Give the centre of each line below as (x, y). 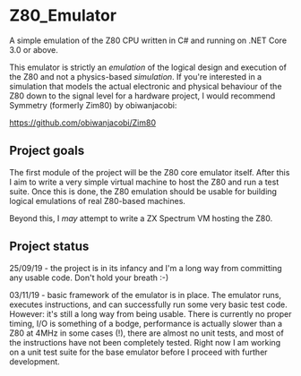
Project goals (47, 151)
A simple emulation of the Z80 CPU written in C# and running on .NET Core (148, 40)
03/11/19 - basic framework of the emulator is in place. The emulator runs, (146, 295)
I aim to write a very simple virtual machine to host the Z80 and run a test (144, 182)
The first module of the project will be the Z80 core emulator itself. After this (150, 172)
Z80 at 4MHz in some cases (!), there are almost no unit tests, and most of (146, 333)
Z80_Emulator (63, 16)
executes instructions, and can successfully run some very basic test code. (149, 304)
